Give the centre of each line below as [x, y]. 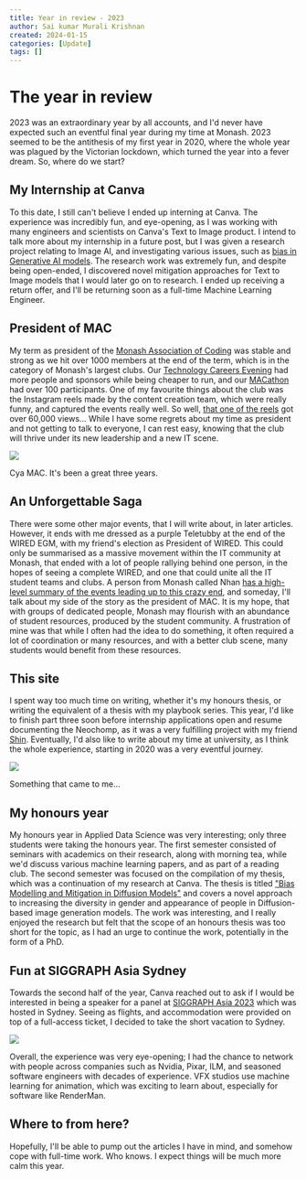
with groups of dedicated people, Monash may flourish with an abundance [150, 611]
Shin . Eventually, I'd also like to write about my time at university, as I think [149, 740]
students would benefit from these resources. [95, 649]
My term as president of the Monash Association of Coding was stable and [150, 350]
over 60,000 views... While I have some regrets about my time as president [150, 418]
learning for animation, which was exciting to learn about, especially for [144, 1086]
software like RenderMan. [58, 1095]
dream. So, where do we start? [67, 162]
